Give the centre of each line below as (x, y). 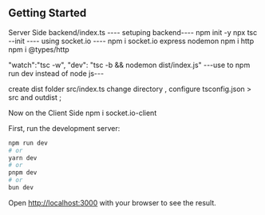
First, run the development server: (64, 128)
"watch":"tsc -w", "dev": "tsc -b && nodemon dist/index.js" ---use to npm (129, 65)
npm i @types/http (39, 49)
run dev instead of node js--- (56, 73)
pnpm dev (23, 173)
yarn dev (23, 158)
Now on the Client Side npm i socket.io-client (83, 113)
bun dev (21, 188)
